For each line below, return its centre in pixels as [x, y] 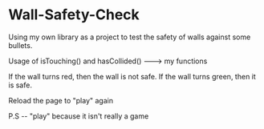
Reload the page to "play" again [61, 100]
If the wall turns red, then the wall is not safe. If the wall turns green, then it [132, 76]
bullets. [20, 45]
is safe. [20, 85]
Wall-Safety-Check [74, 15]
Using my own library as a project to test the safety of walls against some [130, 37]
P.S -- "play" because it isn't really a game [79, 116]
